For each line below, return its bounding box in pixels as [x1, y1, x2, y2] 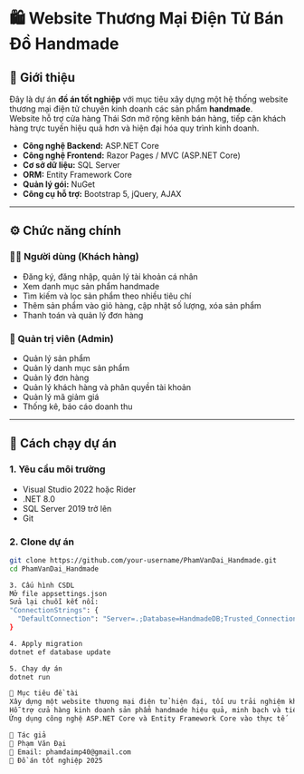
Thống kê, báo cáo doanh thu [22, 401, 133, 412]
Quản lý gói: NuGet [22, 179, 96, 190]
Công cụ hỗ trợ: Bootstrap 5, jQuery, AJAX [22, 189, 182, 199]
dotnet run [9, 672, 51, 681]
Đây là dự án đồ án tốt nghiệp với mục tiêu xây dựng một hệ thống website [9, 93, 289, 104]
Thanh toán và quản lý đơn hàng [22, 309, 144, 320]
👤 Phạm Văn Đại [9, 739, 67, 748]
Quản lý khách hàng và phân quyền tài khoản [22, 381, 192, 392]
